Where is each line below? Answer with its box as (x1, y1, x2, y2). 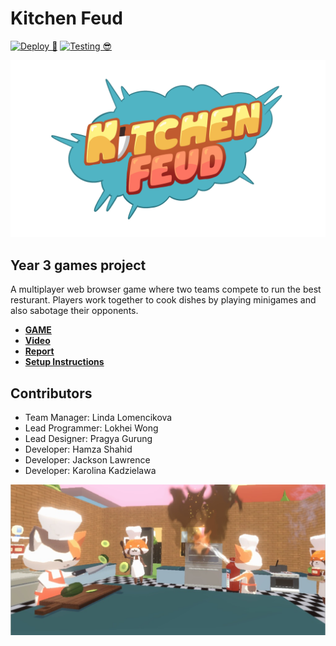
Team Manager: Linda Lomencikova (24, 412, 173, 424)
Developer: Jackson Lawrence (24, 454, 151, 466)
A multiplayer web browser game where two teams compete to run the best (10, 283, 322, 296)
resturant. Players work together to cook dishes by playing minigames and (10, 294, 317, 306)
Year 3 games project (10, 257, 147, 274)
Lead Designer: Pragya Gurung (24, 433, 153, 445)
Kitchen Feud (10, 7, 123, 30)
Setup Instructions (24, 356, 105, 368)
